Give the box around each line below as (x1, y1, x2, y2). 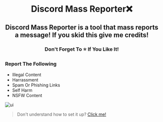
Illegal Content (12, 72, 41, 78)
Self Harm (12, 87, 33, 93)
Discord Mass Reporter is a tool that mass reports (5, 23, 159, 31)
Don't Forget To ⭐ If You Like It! (44, 45, 119, 52)
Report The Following (5, 61, 57, 67)
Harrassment (12, 77, 38, 82)
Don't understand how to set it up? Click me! (17, 111, 107, 117)
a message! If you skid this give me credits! (15, 31, 149, 39)
